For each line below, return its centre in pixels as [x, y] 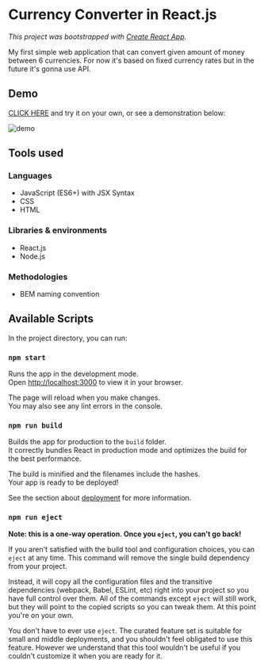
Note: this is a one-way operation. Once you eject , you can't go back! [125, 534]
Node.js [33, 256]
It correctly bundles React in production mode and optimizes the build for [128, 451]
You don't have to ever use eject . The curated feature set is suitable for [125, 630]
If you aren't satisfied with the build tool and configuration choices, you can [132, 549]
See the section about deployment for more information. [100, 498]
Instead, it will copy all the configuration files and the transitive [110, 582]
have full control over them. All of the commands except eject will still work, [132, 598]
